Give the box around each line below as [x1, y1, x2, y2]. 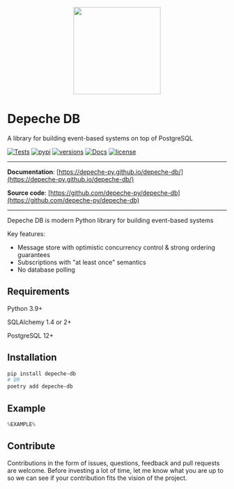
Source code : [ [7, 189, 51, 197]
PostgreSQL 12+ [7, 331, 54, 340]
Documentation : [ [7, 168, 59, 176]
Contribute [7, 440, 56, 452]
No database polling [17, 265, 75, 274]
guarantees [17, 250, 51, 258]
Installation [7, 351, 57, 363]
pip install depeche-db [7, 370, 77, 377]
